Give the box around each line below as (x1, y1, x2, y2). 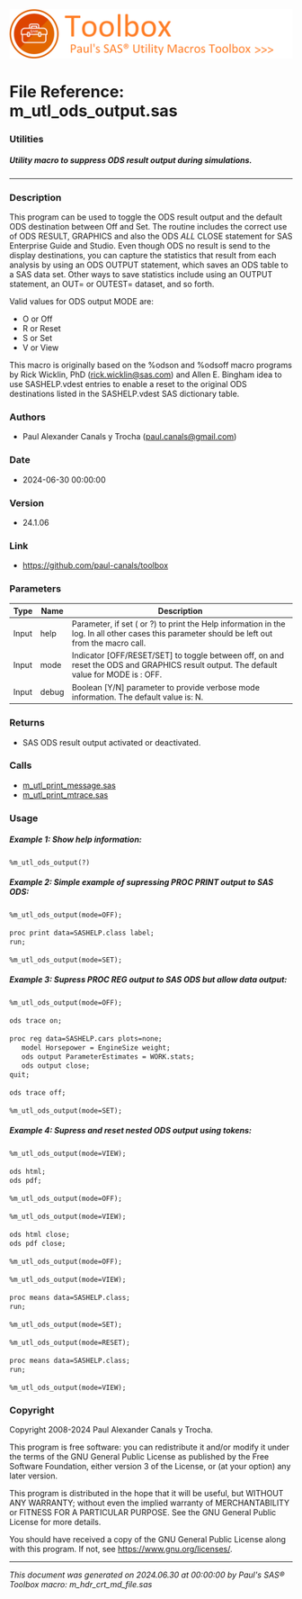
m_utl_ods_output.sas (9, 100, 178, 121)
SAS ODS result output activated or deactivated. (22, 736, 201, 747)
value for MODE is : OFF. (71, 669, 163, 680)
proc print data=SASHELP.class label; (9, 928, 155, 937)
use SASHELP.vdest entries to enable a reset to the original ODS (9, 378, 247, 389)
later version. (9, 1470, 58, 1481)
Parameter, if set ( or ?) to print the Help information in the (71, 619, 286, 629)
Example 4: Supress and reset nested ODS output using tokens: (9, 1125, 253, 1136)
